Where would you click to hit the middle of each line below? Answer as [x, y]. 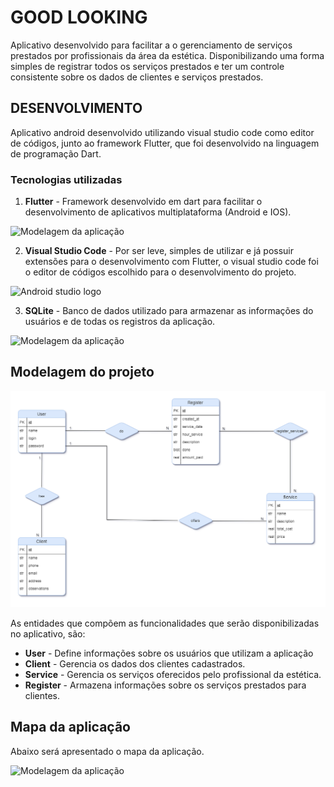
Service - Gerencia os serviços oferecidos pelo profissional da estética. [173, 674]
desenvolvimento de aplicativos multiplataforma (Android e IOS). [158, 212]
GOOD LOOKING [79, 17]
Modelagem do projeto [82, 372]
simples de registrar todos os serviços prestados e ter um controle [147, 66]
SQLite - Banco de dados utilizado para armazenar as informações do [169, 311]
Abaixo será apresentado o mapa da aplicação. [107, 751]
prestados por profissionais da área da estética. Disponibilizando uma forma [167, 55]
